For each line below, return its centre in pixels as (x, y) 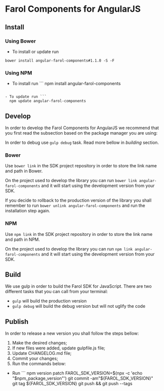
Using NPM (19, 73)
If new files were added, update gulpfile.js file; (59, 348)
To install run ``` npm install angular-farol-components (66, 84)
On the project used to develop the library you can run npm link (69, 249)
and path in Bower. (24, 171)
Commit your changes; (35, 359)
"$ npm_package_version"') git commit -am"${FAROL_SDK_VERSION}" (83, 378)
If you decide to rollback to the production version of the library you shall (78, 200)
